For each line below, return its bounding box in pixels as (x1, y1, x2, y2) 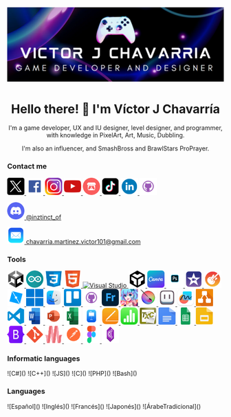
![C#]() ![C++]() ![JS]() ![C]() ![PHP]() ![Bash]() (7, 370, 137, 378)
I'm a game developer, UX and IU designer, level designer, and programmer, (8, 124, 223, 132)
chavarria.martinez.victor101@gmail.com (25, 237, 141, 245)
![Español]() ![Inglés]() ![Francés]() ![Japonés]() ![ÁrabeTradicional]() (7, 402, 201, 410)
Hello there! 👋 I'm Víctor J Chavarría (11, 101, 220, 117)
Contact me (7, 161, 47, 171)
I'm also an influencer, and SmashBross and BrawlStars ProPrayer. (21, 144, 210, 153)
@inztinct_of (25, 213, 62, 221)
